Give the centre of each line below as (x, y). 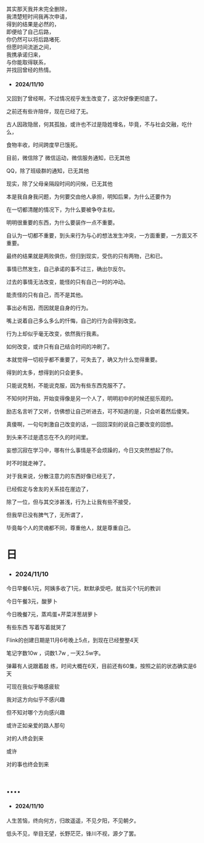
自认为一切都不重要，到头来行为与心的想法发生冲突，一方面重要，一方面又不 (102, 236)
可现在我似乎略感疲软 (33, 686)
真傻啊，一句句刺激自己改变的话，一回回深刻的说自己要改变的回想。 (91, 425)
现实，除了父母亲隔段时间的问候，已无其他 (59, 184)
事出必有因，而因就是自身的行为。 (49, 308)
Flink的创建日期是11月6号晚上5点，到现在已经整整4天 (73, 640)
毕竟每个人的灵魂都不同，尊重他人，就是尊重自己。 (70, 528)
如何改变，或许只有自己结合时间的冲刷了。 (59, 347)
